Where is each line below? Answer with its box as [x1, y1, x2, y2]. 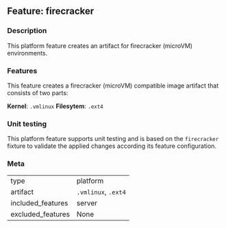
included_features [10, 198, 68, 207]
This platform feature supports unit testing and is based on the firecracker [7, 135, 219, 143]
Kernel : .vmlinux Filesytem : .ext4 [7, 102, 104, 110]
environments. [7, 49, 48, 57]
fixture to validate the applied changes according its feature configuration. [7, 142, 217, 150]
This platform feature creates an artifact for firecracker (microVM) [7, 41, 193, 50]
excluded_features [10, 209, 71, 218]
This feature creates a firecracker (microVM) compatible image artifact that [7, 81, 219, 90]
